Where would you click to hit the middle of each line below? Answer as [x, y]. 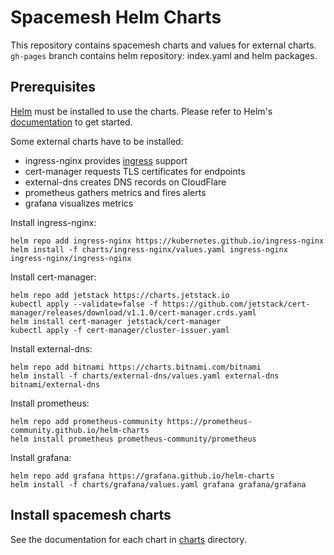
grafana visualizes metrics [79, 203]
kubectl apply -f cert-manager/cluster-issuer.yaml [120, 330]
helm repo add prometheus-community [86, 421]
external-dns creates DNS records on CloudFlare [125, 182]
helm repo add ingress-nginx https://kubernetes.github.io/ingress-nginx [167, 241]
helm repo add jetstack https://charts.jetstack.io [120, 295]
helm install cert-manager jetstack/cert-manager [116, 321]
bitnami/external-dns [55, 384]
